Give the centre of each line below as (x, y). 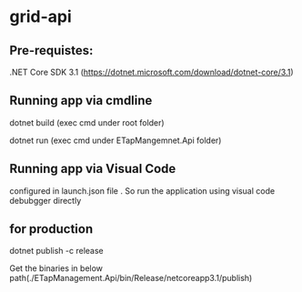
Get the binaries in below (56, 268)
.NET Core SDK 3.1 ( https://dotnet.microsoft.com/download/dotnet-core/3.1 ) (151, 72)
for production (51, 229)
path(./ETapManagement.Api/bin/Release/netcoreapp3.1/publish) (131, 278)
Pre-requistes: (51, 50)
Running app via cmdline (81, 101)
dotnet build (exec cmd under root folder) (87, 122)
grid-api (41, 17)
